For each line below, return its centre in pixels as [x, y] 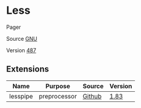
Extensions [28, 69]
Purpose [58, 86]
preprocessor [58, 96]
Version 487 [21, 50]
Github [92, 96]
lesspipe [21, 96]
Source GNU [22, 38]
